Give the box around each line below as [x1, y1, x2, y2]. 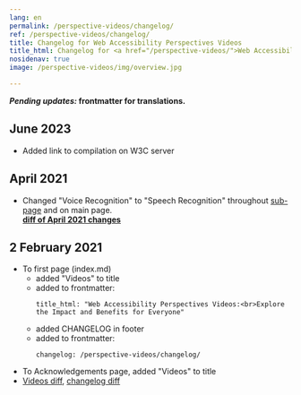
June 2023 [9, 122, 72, 137]
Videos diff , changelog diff [21, 375, 121, 386]
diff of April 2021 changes [21, 214, 121, 225]
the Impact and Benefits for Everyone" [35, 308, 185, 317]
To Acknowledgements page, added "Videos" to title [21, 366, 217, 377]
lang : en [9, 13, 42, 22]
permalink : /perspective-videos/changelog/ [9, 21, 175, 30]
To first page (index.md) [21, 263, 112, 274]
